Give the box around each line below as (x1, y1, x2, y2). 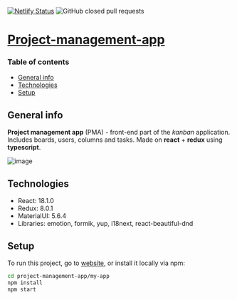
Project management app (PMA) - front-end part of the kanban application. (7, 128, 231, 137)
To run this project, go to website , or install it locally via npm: (7, 259, 186, 267)
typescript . (7, 143, 41, 152)
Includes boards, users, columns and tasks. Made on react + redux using (7, 135, 223, 144)
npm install (7, 279, 43, 286)
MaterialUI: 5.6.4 (17, 212, 67, 220)
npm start (7, 286, 37, 293)
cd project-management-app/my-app (7, 272, 110, 279)
